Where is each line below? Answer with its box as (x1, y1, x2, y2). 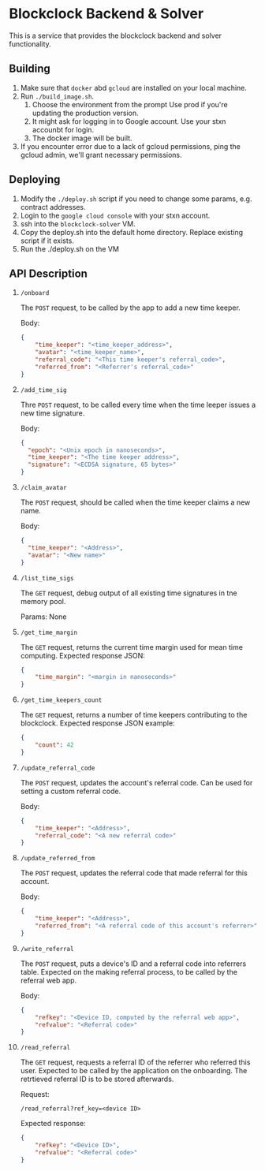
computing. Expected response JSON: (20, 651, 145, 660)
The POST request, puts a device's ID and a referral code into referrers (20, 959, 247, 968)
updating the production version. (32, 108, 139, 117)
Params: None (20, 612, 67, 621)
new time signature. (20, 408, 85, 418)
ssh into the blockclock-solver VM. (20, 218, 136, 229)
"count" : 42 (35, 741, 74, 749)
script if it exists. (20, 236, 74, 245)
